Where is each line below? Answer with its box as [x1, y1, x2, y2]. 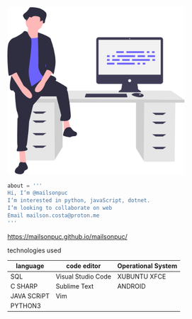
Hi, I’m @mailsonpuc [7, 189, 69, 197]
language [16, 262, 45, 270]
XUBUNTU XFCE [117, 272, 166, 281]
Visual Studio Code [55, 272, 112, 281]
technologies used [7, 246, 62, 254]
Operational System [117, 262, 178, 270]
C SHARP [10, 281, 38, 290]
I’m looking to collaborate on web [7, 205, 113, 212]
